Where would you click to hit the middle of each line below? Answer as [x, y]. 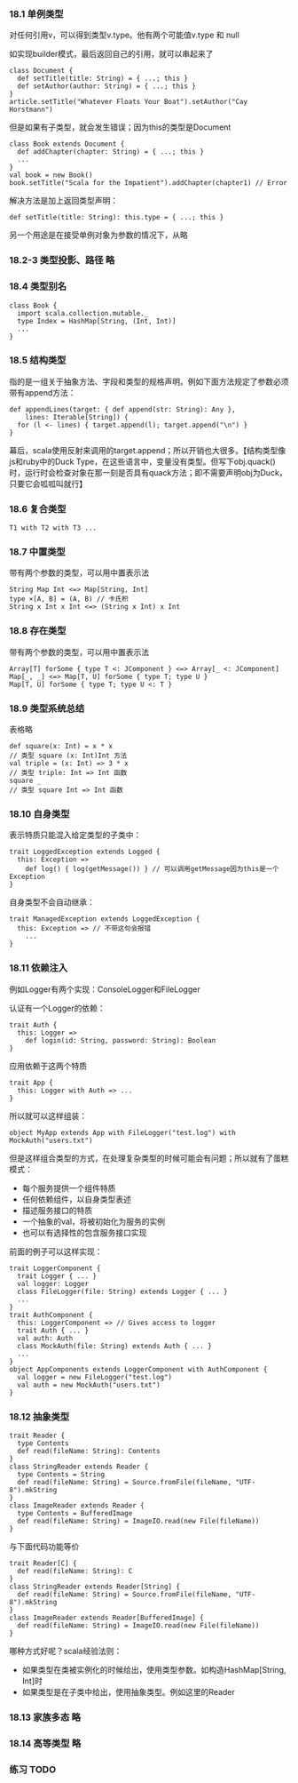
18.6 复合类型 [38, 508]
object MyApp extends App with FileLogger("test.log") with [123, 1132]
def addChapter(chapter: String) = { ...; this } [110, 152]
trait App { [31, 1083]
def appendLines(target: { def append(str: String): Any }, [123, 409]
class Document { [41, 71]
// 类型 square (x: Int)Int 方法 [68, 756]
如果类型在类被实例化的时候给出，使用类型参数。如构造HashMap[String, [154, 1669]
